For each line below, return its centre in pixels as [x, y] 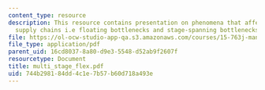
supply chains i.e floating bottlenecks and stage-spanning [116, 30]
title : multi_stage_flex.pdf [56, 67]
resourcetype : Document [47, 59]
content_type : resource [47, 15]
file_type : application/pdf [54, 45]
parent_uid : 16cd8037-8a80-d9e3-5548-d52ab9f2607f [93, 52]
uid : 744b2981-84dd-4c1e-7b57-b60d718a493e [81, 74]
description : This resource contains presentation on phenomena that [125, 23]
